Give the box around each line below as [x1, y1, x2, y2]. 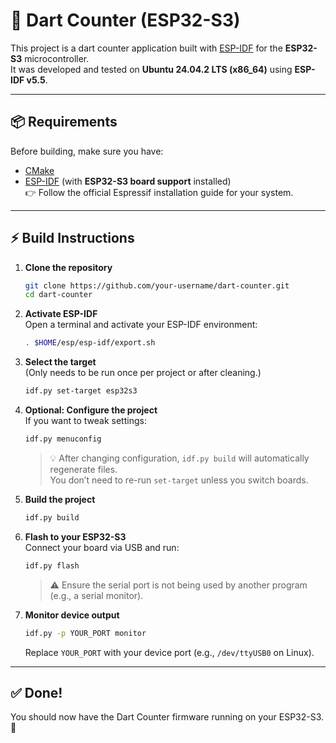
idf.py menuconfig [24, 434, 102, 444]
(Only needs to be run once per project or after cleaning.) [24, 367, 262, 379]
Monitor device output [24, 609, 120, 621]
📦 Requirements [10, 114, 118, 131]
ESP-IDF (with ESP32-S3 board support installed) [24, 175, 232, 187]
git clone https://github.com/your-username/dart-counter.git [24, 280, 290, 291]
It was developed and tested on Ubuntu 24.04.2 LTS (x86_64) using [10, 63, 293, 75]
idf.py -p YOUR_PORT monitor [24, 628, 147, 638]
